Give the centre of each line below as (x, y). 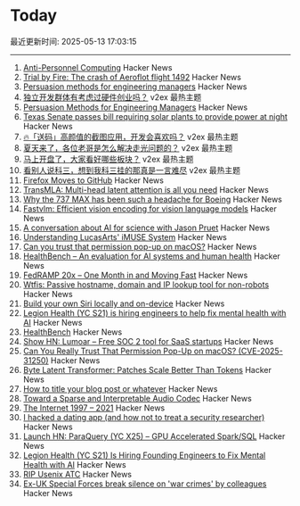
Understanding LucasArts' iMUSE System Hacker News (125, 236)
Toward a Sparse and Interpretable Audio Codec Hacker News (137, 398)
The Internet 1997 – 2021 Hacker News (94, 408)
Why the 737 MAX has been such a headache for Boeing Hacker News (153, 199)
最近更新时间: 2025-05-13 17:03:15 (73, 41)
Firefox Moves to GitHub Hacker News (93, 180)
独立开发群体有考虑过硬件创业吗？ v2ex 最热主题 (112, 97)
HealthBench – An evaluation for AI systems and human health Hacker (152, 256)
